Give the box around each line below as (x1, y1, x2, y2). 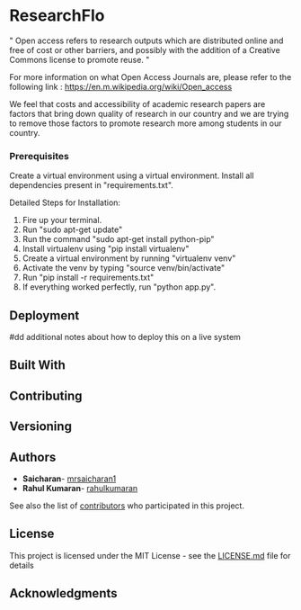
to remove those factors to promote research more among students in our (9, 118, 282, 129)
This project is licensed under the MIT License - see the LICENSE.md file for (9, 550, 291, 561)
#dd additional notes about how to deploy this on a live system (9, 332, 241, 343)
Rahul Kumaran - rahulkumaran (22, 483, 138, 494)
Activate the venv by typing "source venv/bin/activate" (22, 263, 226, 274)
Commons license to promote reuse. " (9, 54, 150, 65)
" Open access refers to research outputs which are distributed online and (9, 35, 284, 46)
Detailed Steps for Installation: (9, 197, 121, 208)
